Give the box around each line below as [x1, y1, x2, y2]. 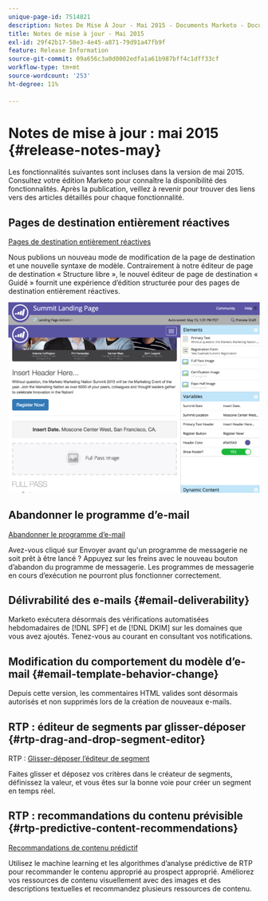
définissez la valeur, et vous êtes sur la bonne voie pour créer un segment [8, 778, 251, 788]
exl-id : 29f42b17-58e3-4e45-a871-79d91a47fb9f [8, 38, 166, 46]
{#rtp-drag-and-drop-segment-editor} [8, 733, 206, 746]
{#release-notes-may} [8, 140, 162, 159]
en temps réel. [8, 786, 56, 796]
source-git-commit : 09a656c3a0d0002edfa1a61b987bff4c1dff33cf [8, 55, 219, 63]
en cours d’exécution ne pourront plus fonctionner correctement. [8, 571, 222, 580]
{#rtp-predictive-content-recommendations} [8, 822, 238, 836]
